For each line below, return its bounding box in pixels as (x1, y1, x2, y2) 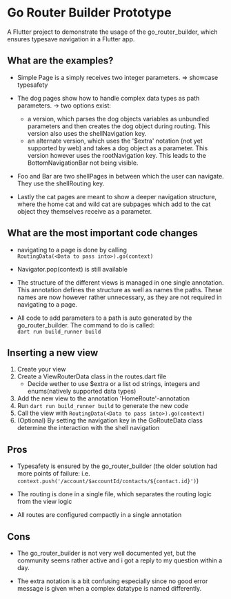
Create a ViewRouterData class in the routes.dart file (17, 372, 167, 380)
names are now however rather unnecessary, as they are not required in (17, 293, 222, 301)
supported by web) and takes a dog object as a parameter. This (27, 143, 208, 152)
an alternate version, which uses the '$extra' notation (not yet (27, 136, 203, 145)
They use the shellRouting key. (17, 179, 105, 187)
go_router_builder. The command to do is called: (17, 321, 155, 329)
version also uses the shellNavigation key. (27, 129, 147, 137)
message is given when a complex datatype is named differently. (17, 585, 202, 592)
